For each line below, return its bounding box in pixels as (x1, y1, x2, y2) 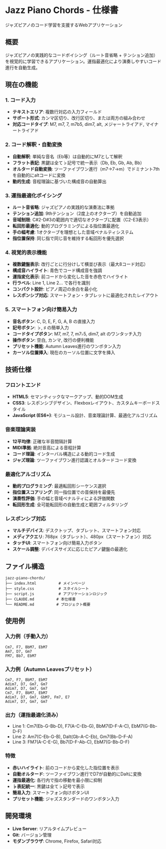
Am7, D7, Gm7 (5, 649, 32, 654)
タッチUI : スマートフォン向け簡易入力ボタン (12, 540, 102, 546)
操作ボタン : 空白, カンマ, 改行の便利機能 (12, 337, 94, 343)
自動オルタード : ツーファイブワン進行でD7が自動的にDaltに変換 (12, 771, 142, 777)
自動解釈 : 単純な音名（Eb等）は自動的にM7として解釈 (12, 153, 123, 159)
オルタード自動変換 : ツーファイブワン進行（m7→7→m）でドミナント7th (12, 166, 160, 172)
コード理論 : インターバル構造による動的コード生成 (12, 451, 115, 457)
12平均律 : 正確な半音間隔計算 (12, 438, 72, 444)
